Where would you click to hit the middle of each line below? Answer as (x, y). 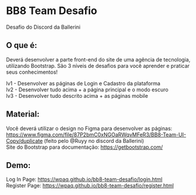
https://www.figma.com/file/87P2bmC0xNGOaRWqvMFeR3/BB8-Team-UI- (96, 134)
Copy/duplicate (24, 141)
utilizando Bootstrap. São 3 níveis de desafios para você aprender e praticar (98, 66)
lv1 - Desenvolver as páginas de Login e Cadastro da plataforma (83, 83)
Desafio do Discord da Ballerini (43, 27)
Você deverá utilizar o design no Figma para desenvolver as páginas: (89, 128)
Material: (23, 114)
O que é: (22, 45)
